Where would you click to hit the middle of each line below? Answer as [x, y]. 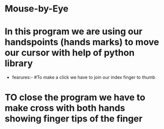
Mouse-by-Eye [37, 9]
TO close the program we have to [75, 97]
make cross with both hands [65, 108]
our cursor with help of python [70, 53]
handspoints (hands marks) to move [82, 42]
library [19, 63]
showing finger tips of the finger [74, 119]
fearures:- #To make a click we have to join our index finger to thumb [84, 77]
